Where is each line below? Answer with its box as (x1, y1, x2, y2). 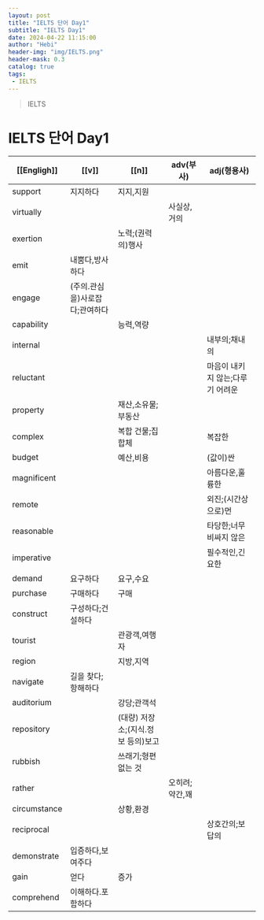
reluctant (12, 372, 46, 383)
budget (12, 452, 39, 463)
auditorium (12, 697, 53, 708)
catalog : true (8, 63, 55, 71)
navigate (12, 677, 45, 688)
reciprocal (12, 824, 49, 835)
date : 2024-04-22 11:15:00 (8, 33, 97, 42)
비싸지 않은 (207, 532, 246, 543)
